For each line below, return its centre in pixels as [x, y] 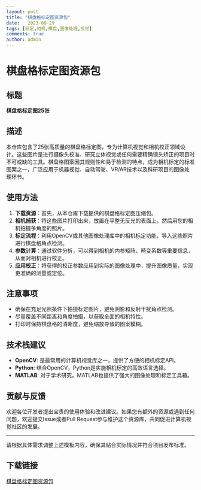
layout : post [22, 12]
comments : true [25, 34]
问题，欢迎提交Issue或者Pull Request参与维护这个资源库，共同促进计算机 [96, 419]
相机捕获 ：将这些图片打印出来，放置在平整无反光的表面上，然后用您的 [101, 220]
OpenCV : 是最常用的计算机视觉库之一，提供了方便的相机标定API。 [97, 361]
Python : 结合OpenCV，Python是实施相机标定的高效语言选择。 [92, 368]
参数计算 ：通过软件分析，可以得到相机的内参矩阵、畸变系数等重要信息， [104, 250]
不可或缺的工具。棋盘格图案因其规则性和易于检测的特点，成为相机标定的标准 [100, 162]
